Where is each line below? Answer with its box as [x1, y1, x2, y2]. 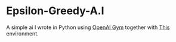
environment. [6, 30, 39, 37]
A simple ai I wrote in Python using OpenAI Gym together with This [6, 24, 170, 31]
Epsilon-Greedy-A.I [6, 4, 104, 18]
